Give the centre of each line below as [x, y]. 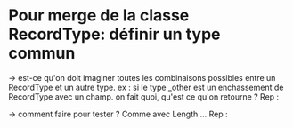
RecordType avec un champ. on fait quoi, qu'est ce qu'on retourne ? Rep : [144, 96]
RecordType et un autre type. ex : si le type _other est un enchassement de [146, 87]
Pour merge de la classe [99, 16]
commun [42, 53]
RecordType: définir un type [114, 34]
